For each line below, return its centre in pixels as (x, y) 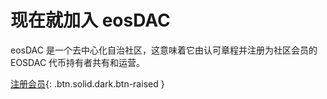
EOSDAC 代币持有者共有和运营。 (78, 62)
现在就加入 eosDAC (90, 20)
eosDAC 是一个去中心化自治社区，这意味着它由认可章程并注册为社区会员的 (164, 50)
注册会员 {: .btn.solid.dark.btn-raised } (87, 83)
